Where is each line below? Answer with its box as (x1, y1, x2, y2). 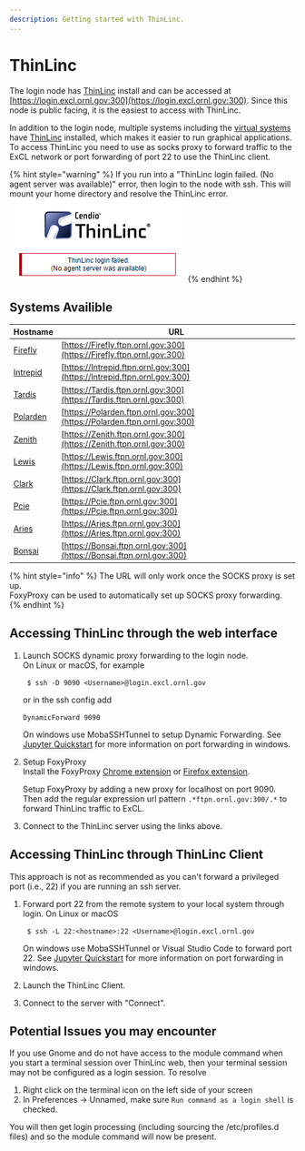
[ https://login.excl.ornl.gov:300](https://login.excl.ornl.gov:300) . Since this (9, 95, 289, 106)
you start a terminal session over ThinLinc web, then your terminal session (9, 1057, 288, 1068)
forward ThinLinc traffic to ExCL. (22, 803, 145, 813)
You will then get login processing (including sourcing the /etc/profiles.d (9, 1122, 280, 1133)
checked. (22, 1104, 58, 1115)
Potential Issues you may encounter (9, 1024, 217, 1039)
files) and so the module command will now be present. (9, 1131, 217, 1142)
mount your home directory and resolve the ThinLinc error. (9, 187, 229, 199)
